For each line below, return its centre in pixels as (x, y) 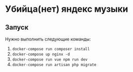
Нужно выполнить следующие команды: (48, 39)
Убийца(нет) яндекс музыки (67, 9)
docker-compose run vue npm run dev (50, 60)
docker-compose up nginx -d (41, 54)
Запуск (17, 27)
